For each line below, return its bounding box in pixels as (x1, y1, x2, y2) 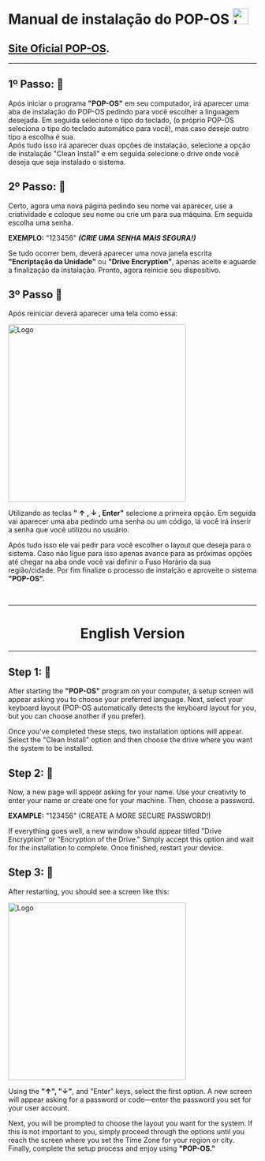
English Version (80, 624, 185, 642)
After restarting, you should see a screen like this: (8, 887, 170, 896)
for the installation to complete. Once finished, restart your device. (8, 843, 224, 852)
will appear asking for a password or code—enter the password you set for (8, 1095, 252, 1104)
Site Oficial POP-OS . (8, 42, 110, 55)
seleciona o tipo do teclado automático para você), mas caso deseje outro (8, 123, 249, 133)
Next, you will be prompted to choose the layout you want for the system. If (8, 1118, 253, 1128)
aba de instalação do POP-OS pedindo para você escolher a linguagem (8, 106, 240, 116)
